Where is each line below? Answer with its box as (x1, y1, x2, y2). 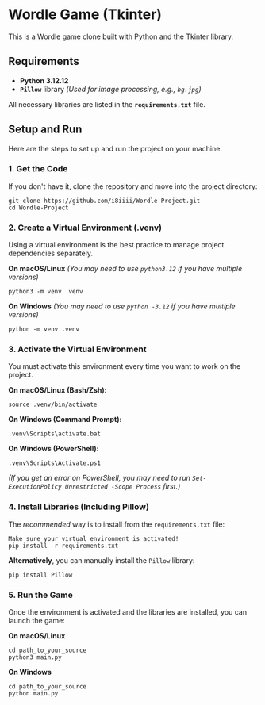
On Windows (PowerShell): (8, 444, 99, 454)
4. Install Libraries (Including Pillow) (8, 501, 149, 512)
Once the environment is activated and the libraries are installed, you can (8, 607, 248, 617)
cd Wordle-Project (8, 204, 69, 212)
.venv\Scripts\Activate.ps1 (8, 459, 102, 467)
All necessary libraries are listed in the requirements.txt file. (8, 99, 206, 109)
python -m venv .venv (8, 325, 80, 334)
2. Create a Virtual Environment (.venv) (8, 222, 163, 233)
